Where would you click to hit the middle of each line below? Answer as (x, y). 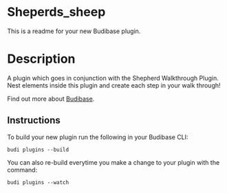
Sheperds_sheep (56, 12)
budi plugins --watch (38, 182)
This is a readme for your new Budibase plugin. (74, 31)
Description (41, 59)
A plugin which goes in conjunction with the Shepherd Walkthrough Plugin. (113, 78)
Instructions (34, 120)
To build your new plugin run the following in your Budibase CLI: (98, 137)
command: (22, 170)
